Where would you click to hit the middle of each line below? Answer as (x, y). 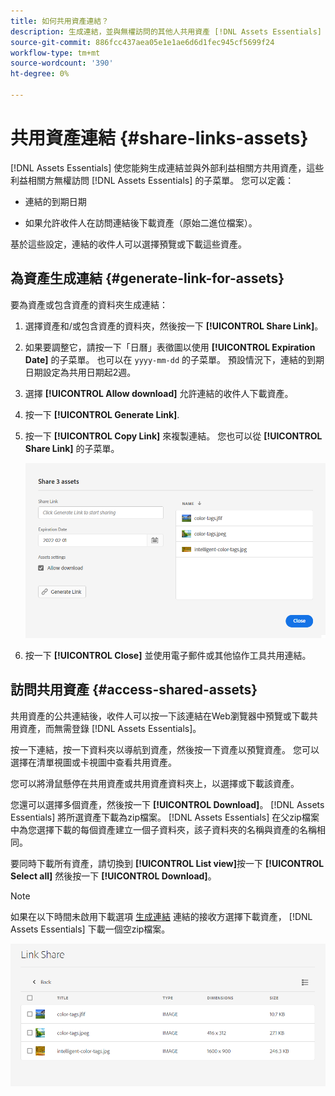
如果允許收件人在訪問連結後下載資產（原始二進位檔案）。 (141, 222)
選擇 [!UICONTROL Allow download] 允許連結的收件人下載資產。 (159, 393)
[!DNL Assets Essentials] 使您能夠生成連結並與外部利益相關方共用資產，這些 (167, 167)
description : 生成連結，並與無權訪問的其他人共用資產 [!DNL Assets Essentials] (166, 31)
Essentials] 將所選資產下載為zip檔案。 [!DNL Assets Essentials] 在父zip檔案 (165, 817)
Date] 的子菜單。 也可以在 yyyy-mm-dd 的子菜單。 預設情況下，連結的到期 (174, 359)
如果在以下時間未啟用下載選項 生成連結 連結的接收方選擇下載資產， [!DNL (161, 916)
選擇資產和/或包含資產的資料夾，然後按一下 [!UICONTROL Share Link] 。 (174, 326)
